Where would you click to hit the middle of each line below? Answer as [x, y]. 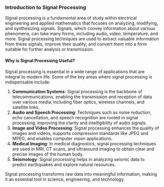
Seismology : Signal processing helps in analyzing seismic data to [78, 159]
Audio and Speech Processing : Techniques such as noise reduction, [82, 112]
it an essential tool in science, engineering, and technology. [65, 179]
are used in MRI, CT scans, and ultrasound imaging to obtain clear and [83, 149]
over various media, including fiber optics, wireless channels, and [78, 102]
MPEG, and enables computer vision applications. [62, 138]
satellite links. [26, 107]
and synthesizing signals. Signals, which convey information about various [80, 28]
